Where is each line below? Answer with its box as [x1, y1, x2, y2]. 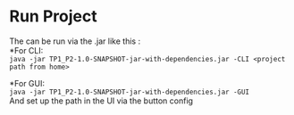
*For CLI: [9, 45, 44, 55]
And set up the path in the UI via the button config [9, 95, 194, 106]
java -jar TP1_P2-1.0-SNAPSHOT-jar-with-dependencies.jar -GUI [9, 87, 250, 96]
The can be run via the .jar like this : [9, 36, 141, 46]
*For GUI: [9, 78, 45, 88]
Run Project [9, 6, 97, 27]
